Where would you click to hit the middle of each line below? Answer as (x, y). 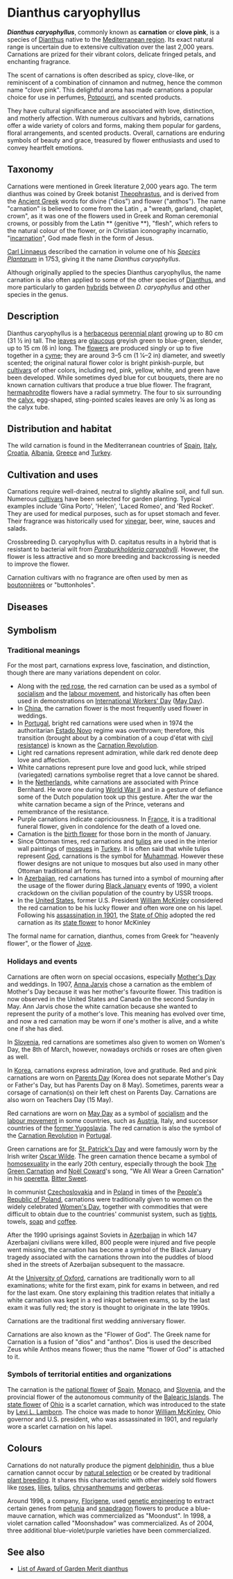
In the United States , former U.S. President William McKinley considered (120, 900)
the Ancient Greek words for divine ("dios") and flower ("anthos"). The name (116, 201)
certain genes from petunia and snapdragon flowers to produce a (101, 1508)
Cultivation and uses (53, 475)
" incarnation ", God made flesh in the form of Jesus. (81, 238)
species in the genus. (38, 294)
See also (26, 1552)
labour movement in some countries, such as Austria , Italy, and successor (113, 1120)
